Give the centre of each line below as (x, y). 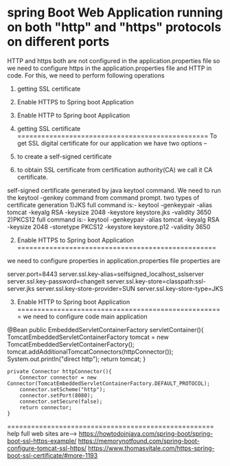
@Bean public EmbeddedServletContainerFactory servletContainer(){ (105, 329)
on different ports (58, 42)
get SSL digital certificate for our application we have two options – (112, 143)
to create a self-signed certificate (64, 156)
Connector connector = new (58, 377)
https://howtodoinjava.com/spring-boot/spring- (146, 433)
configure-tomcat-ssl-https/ (47, 448)
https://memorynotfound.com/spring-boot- (139, 441)
